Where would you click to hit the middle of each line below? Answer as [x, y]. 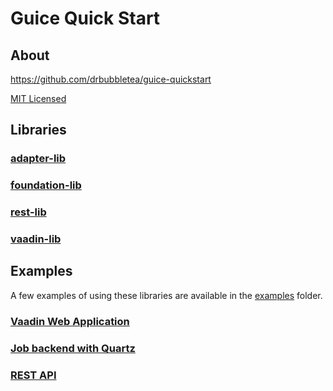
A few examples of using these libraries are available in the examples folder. [166, 295]
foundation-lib [46, 185]
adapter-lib [38, 159]
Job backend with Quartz [73, 348]
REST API [33, 375]
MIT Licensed [38, 98]
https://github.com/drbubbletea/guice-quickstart [111, 79]
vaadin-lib [36, 239]
